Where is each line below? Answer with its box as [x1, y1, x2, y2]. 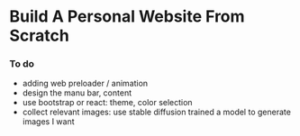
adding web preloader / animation [22, 78, 149, 89]
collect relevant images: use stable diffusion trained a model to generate [22, 106, 291, 118]
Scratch [9, 25, 69, 46]
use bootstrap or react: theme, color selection [22, 97, 193, 108]
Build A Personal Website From [9, 6, 245, 27]
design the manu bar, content [22, 87, 132, 98]
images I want [22, 116, 75, 127]
